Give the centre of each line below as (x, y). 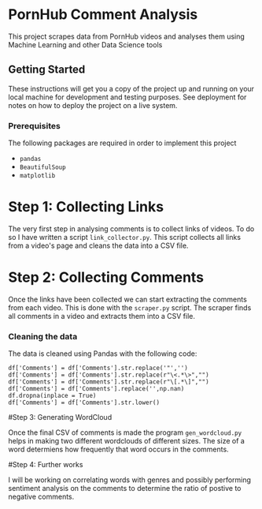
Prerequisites (34, 125)
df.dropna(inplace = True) (52, 396)
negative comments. (41, 497)
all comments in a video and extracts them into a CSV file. (101, 316)
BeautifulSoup (42, 167)
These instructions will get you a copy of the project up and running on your (131, 88)
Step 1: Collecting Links (86, 207)
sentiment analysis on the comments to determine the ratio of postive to (125, 488)
